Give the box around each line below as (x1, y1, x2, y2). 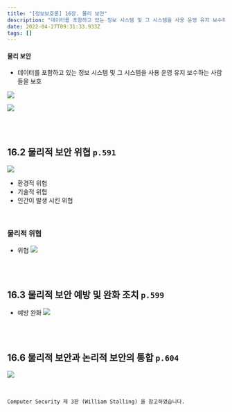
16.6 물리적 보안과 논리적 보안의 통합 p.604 (7, 352, 179, 363)
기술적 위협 (17, 188, 48, 196)
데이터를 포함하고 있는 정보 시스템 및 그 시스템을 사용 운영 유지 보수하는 (17, 69, 210, 77)
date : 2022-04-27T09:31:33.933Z (7, 23, 100, 30)
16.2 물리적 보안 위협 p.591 (7, 146, 116, 158)
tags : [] (7, 29, 33, 37)
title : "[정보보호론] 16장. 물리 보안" (7, 10, 108, 17)
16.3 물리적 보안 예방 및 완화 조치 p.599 (7, 289, 165, 300)
